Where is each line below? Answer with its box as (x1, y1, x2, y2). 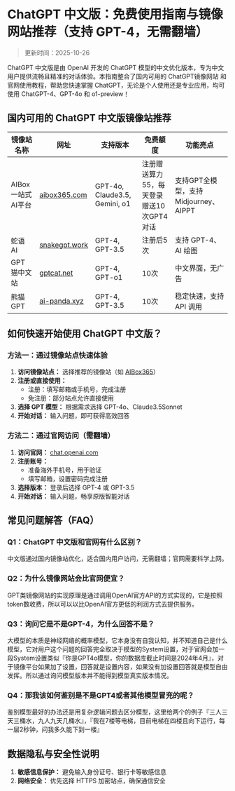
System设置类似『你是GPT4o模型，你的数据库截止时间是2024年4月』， (13, 654, 218, 663)
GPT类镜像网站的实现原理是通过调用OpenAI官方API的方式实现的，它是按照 (7, 590, 222, 600)
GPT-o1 (94, 272, 123, 282)
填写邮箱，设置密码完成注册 (27, 474, 108, 482)
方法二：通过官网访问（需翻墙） (7, 431, 115, 440)
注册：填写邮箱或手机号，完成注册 (27, 385, 127, 393)
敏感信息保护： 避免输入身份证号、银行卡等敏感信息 (17, 768, 166, 776)
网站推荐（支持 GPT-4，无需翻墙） (7, 24, 208, 40)
